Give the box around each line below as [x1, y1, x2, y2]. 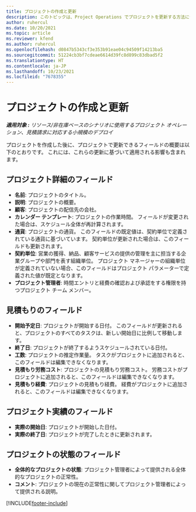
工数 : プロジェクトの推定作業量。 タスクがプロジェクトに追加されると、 [14, 351, 188, 358]
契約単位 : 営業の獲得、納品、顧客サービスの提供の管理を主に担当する [14, 250, 181, 257]
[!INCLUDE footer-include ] [6, 500, 68, 507]
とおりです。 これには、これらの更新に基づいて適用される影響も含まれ [16, 149, 186, 156]
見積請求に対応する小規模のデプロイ [26, 129, 114, 136]
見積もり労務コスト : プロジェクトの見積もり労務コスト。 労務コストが [14, 366, 183, 373]
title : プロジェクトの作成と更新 [6, 8, 77, 15]
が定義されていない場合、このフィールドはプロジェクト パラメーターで [14, 264, 184, 271]
